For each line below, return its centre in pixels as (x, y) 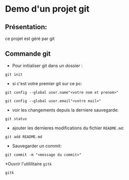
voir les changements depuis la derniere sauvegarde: (65, 110)
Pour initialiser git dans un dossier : (47, 65)
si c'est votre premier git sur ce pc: (47, 83)
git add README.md (24, 137)
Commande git (28, 54)
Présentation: (26, 27)
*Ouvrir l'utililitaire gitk (28, 163)
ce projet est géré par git (30, 38)
